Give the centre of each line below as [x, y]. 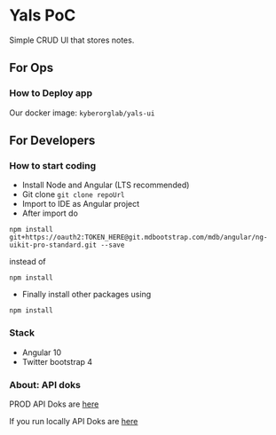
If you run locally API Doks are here [74, 421]
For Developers [52, 141]
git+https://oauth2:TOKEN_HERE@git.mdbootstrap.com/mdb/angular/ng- [138, 237]
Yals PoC [43, 16]
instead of [28, 262]
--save [113, 245]
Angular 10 [42, 352]
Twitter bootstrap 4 [57, 361]
